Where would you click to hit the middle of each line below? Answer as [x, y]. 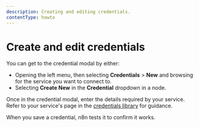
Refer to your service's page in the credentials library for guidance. [90, 106]
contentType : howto [31, 17]
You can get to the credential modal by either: [63, 63]
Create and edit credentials [76, 47]
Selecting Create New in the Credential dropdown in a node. [90, 88]
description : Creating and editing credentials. [68, 12]
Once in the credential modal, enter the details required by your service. [96, 99]
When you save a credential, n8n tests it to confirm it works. [81, 117]
